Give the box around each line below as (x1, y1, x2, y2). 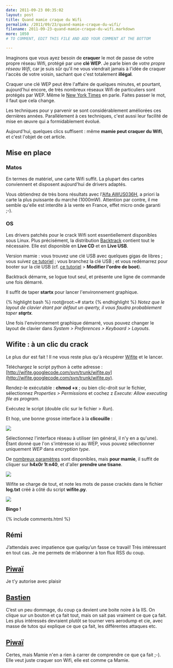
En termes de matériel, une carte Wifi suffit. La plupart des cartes (6, 176, 144, 182)
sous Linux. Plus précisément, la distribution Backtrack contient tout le (6, 237, 155, 243)
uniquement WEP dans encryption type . (6, 446, 90, 452)
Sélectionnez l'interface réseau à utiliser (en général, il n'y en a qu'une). (6, 435, 158, 441)
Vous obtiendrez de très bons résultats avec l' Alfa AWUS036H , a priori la (6, 191, 160, 197)
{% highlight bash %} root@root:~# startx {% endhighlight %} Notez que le (6, 299, 165, 305)
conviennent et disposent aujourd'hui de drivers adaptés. (6, 181, 127, 187)
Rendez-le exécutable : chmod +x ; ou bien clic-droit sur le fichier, (6, 385, 146, 391)
